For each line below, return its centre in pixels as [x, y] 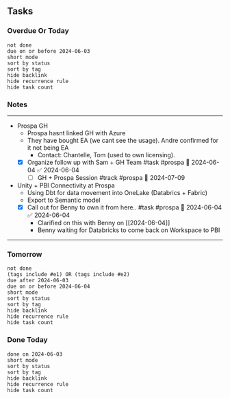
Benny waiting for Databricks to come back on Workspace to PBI [129, 230]
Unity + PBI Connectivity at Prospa [66, 185]
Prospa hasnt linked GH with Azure [76, 133]
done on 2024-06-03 [35, 354]
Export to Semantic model [64, 200]
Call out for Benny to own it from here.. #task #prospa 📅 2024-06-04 [125, 207]
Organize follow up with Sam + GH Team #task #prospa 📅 [108, 162]
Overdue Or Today [38, 31]
